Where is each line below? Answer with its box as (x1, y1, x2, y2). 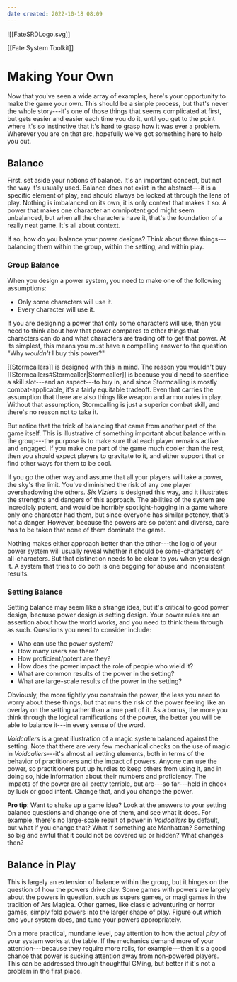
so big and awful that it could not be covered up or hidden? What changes (7, 830, 224, 839)
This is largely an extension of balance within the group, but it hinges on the (7, 877, 229, 886)
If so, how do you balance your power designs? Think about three (7, 235, 199, 244)
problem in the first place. (7, 966, 83, 975)
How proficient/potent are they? (17, 654, 111, 663)
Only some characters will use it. (17, 297, 113, 306)
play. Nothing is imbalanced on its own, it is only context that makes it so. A (7, 199, 227, 207)
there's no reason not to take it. (7, 408, 99, 416)
